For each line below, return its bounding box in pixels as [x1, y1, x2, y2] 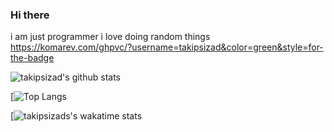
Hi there [10, 8, 50, 22]
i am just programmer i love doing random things [10, 31, 211, 43]
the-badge [10, 52, 55, 64]
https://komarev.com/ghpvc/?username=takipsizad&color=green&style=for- [10, 41, 324, 53]
